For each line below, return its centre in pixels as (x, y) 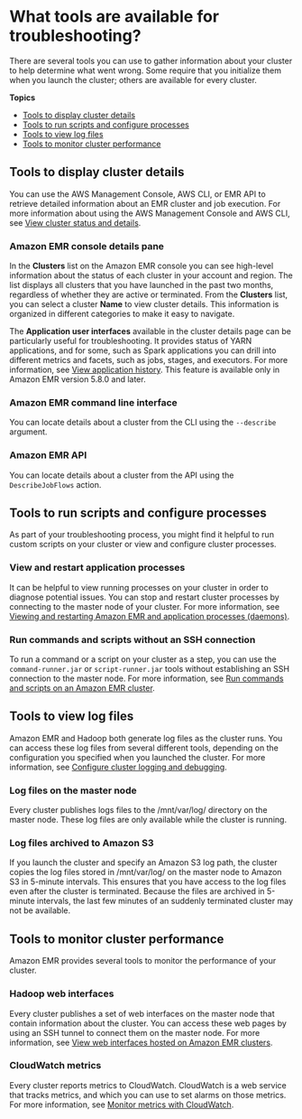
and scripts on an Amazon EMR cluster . (82, 688)
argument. (28, 432)
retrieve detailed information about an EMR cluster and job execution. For (145, 203)
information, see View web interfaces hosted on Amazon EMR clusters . (141, 1042)
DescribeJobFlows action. (55, 484)
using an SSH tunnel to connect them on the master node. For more (135, 1032)
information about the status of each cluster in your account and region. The (151, 275)
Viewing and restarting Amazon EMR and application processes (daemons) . (150, 616)
